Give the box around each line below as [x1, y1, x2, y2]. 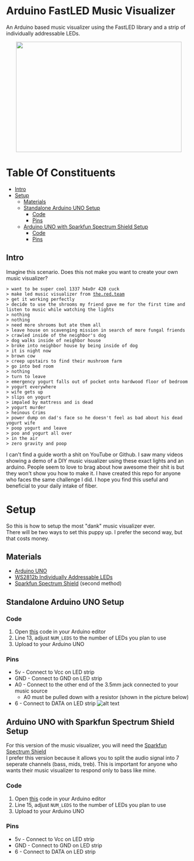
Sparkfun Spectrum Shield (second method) [14, 580, 122, 587]
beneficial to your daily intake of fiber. [6, 482, 98, 489]
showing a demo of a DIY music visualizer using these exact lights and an [6, 457, 184, 464]
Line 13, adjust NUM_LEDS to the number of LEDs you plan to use [14, 634, 166, 641]
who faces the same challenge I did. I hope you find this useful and [6, 476, 169, 483]
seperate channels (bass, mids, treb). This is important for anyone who [6, 761, 178, 768]
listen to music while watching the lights [6, 306, 115, 313]
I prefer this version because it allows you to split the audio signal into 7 [6, 754, 179, 761]
